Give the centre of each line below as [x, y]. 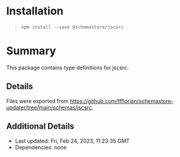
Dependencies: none [41, 147]
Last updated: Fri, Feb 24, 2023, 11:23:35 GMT [72, 141]
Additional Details [40, 127]
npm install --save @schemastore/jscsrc [72, 27]
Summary [31, 51]
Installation [35, 11]
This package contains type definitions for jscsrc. [67, 67]
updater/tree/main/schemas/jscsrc [49, 107]
